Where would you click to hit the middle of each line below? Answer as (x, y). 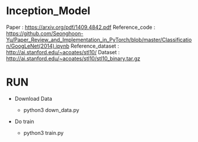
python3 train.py (43, 133)
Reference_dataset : (95, 46)
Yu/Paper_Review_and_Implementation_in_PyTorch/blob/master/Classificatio (99, 39)
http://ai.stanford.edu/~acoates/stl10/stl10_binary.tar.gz (73, 58)
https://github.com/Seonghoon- (45, 33)
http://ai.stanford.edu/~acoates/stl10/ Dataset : (63, 52)
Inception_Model (48, 11)
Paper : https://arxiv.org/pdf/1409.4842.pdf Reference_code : (81, 27)
